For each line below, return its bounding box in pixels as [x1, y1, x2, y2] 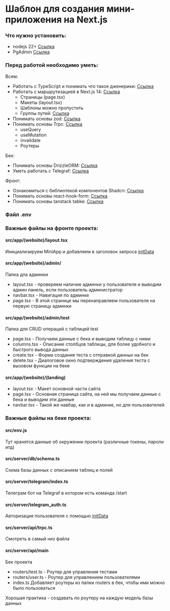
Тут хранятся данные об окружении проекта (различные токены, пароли [5, 439, 164, 445]
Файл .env [5, 211, 32, 218]
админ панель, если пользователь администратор [12, 287, 123, 293]
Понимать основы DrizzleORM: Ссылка [12, 162, 98, 168]
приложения [5, 14, 62, 25]
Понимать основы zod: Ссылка [12, 115, 80, 122]
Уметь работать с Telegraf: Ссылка [12, 167, 89, 173]
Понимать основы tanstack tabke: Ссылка [12, 198, 104, 204]
